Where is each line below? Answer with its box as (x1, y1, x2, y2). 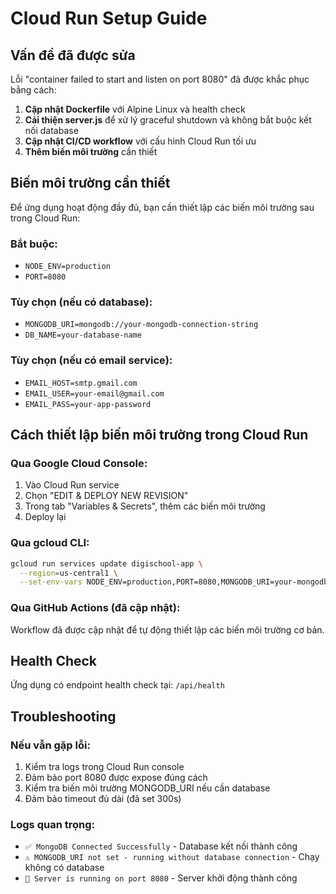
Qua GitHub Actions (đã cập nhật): (10, 601, 181, 615)
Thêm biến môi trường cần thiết (24, 146, 158, 157)
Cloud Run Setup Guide (10, 7, 208, 30)
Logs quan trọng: (10, 818, 95, 832)
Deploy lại (24, 511, 67, 523)
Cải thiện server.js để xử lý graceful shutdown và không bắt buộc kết (24, 114, 312, 126)
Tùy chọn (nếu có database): (10, 295, 153, 309)
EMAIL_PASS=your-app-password (24, 399, 152, 409)
